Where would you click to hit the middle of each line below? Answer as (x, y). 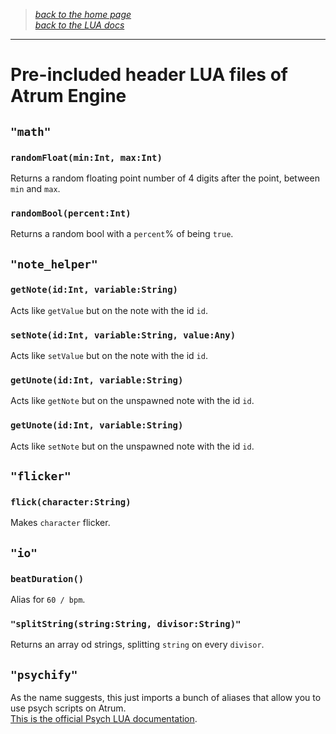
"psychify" (44, 674)
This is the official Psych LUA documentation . (104, 719)
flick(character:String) (71, 502)
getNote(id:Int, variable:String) (94, 290)
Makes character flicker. (60, 523)
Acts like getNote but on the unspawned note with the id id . (132, 401)
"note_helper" (54, 264)
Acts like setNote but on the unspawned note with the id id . (132, 446)
